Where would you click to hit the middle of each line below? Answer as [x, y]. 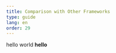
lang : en [17, 22]
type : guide [21, 17]
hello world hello [27, 45]
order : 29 [18, 28]
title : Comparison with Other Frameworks [58, 11]
